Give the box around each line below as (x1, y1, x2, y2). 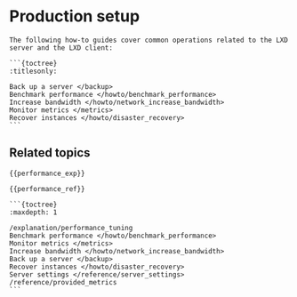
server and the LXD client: (9, 43, 114, 52)
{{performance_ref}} (9, 184, 86, 193)
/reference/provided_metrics (9, 277, 117, 286)
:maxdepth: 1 (9, 207, 58, 217)
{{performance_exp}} (9, 169, 86, 178)
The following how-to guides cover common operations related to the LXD (9, 36, 289, 44)
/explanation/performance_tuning (9, 223, 133, 232)
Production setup (9, 6, 140, 27)
